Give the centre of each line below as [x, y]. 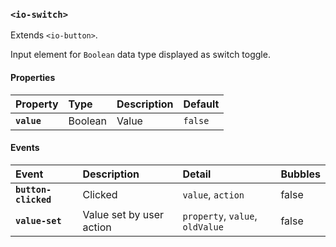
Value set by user [123, 214]
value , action [213, 194]
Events [25, 148]
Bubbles [300, 174]
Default [201, 104]
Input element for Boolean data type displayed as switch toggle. [140, 55]
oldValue [203, 227]
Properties [33, 77]
